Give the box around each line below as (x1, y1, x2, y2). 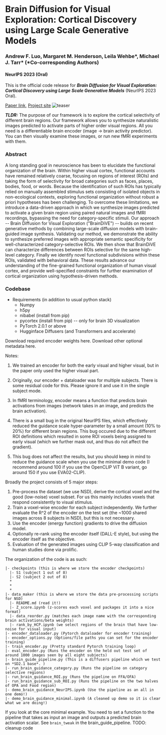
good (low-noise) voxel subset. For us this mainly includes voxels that (12, 494, 155, 500)
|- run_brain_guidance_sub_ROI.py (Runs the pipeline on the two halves (5, 678, 159, 683)
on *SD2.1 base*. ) (5, 661, 46, 666)
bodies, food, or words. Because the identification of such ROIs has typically (5, 183, 162, 189)
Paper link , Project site (5, 103, 51, 109)
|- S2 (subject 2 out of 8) (9, 574, 68, 579)
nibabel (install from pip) (19, 312, 70, 318)
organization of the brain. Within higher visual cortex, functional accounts (5, 167, 155, 173)
